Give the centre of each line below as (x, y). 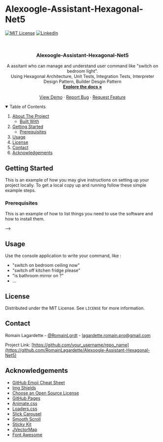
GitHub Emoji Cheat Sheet (39, 382)
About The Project (31, 116)
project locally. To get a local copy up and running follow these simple (76, 185)
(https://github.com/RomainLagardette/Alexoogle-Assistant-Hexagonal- (78, 350)
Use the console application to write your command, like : (63, 256)
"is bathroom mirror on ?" (38, 276)
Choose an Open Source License (46, 393)
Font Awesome (27, 435)
